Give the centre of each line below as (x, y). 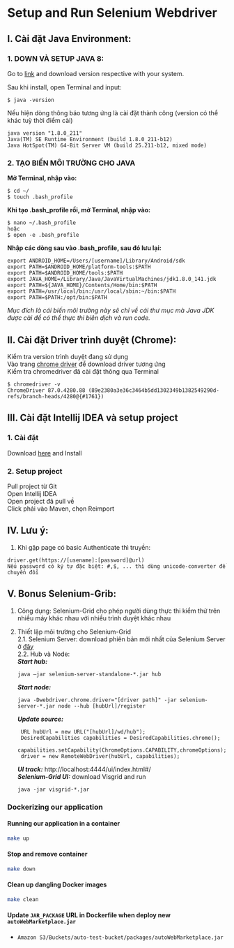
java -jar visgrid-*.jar (53, 789)
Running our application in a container (64, 824)
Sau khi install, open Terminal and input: (64, 87)
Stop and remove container (47, 854)
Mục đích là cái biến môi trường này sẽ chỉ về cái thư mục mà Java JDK (111, 311)
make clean (23, 899)
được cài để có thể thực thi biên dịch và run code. (79, 318)
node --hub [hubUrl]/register (102, 706)
